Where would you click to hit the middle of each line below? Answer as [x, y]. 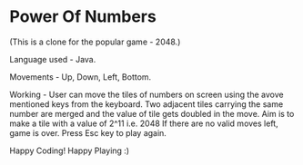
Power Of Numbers [83, 17]
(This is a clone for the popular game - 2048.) [95, 42]
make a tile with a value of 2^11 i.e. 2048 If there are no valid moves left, [144, 123]
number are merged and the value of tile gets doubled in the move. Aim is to [152, 113]
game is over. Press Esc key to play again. [88, 132]
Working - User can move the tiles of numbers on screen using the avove [146, 94]
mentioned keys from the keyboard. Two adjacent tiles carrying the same [146, 104]
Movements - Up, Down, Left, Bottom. [81, 77]
